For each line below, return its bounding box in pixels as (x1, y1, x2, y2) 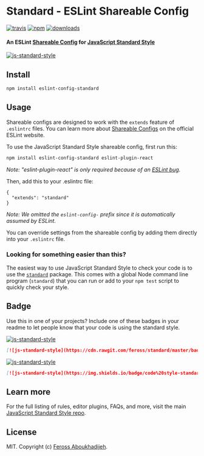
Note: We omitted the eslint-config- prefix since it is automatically (6, 211, 175, 218)
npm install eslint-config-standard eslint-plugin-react (6, 155, 154, 161)
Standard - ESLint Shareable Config (6, 4, 189, 18)
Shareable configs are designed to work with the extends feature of (6, 118, 175, 126)
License (6, 427, 37, 437)
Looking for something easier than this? (6, 250, 126, 259)
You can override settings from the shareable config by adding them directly (6, 229, 197, 236)
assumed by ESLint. (6, 217, 56, 224)
